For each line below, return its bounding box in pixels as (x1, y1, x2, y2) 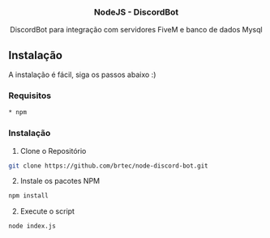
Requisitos (8, 90, 51, 101)
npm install (8, 192, 49, 200)
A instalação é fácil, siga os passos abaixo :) (8, 70, 156, 79)
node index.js (8, 222, 57, 231)
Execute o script (19, 206, 75, 216)
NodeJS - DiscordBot (93, 6, 179, 18)
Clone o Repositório (19, 146, 87, 155)
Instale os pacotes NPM (19, 176, 100, 186)
